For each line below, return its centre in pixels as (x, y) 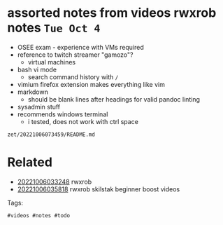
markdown (33, 92)
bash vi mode (37, 69)
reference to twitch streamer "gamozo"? (75, 55)
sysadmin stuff (39, 107)
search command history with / (73, 77)
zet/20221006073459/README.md (51, 135)
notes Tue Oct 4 (54, 28)
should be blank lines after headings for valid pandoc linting (114, 99)
